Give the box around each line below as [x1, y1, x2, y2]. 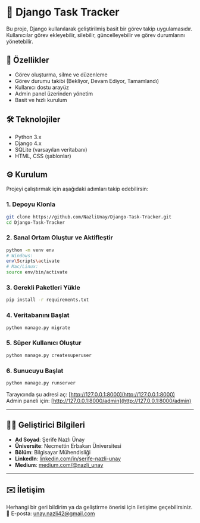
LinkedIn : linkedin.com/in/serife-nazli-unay [14, 455, 121, 462]
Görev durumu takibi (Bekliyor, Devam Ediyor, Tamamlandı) [14, 77, 160, 84]
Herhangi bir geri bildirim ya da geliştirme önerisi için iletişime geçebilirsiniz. [6, 504, 193, 511]
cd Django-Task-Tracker [6, 219, 65, 226]
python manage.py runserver [6, 380, 76, 386]
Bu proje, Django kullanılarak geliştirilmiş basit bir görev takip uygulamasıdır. [6, 25, 192, 32]
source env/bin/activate [6, 269, 68, 275]
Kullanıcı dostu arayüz [14, 84, 70, 91]
